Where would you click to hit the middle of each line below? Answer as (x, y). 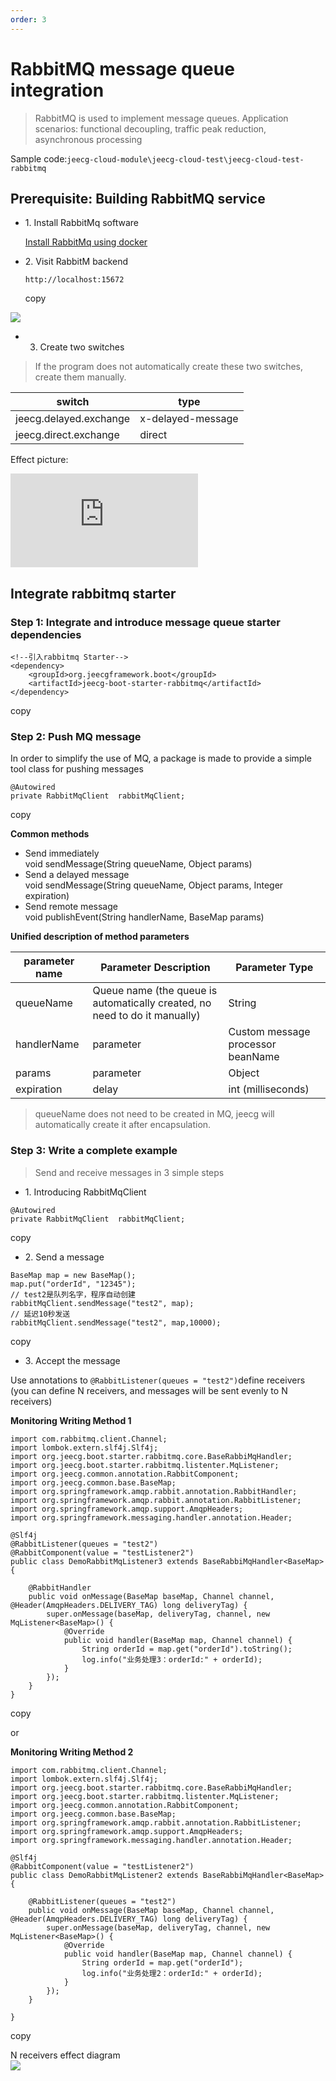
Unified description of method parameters (100, 937)
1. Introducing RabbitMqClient (85, 1192)
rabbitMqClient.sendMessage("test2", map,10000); (116, 1322)
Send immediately (62, 853)
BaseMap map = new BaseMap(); (73, 1275)
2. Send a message (64, 1257)
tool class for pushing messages (77, 769)
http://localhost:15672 (74, 280)
